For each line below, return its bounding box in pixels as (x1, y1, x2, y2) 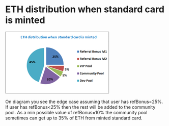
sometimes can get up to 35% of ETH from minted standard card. (5, 115, 143, 121)
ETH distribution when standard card (5, 4, 164, 15)
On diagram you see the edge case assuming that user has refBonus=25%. (5, 98, 163, 105)
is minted (5, 14, 45, 26)
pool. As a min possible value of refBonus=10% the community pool (5, 109, 148, 115)
